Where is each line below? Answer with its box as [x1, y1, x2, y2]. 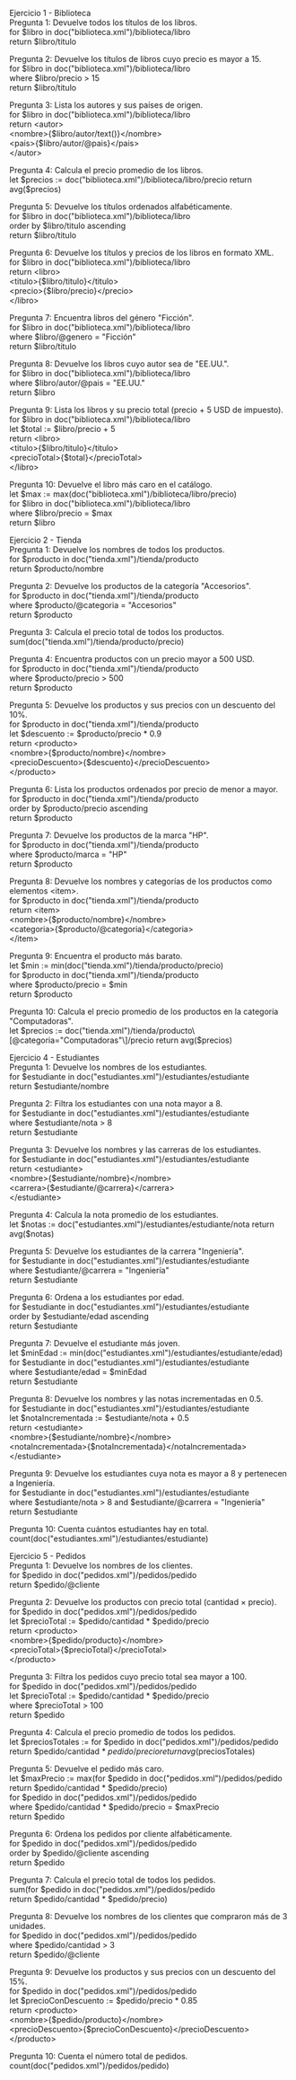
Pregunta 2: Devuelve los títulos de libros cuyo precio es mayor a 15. [9, 54, 262, 64]
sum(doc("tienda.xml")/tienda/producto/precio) [9, 637, 185, 647]
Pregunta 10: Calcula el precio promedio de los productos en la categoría [9, 1006, 279, 1017]
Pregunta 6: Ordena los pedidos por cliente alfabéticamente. [9, 1829, 233, 1839]
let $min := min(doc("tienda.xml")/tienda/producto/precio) [9, 960, 224, 971]
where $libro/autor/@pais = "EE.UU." [9, 377, 145, 388]
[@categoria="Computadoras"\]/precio [9, 1035, 154, 1045]
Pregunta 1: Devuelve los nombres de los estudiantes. [9, 1062, 208, 1072]
